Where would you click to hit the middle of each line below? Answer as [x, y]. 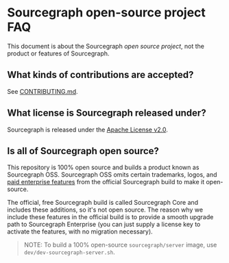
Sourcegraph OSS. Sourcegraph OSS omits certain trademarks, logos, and [112, 175]
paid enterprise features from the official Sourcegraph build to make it [106, 182]
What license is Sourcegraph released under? [107, 113]
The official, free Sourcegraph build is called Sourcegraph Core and [103, 203]
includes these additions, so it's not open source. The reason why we [105, 210]
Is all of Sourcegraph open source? [83, 151]
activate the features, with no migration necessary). [80, 231]
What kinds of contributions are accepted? [100, 75]
